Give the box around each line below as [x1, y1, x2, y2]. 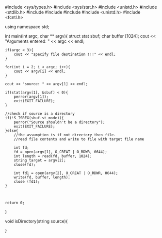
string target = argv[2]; [14, 158, 66, 163]
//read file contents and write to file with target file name [14, 137, 145, 142]
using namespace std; [5, 24, 49, 30]
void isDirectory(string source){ [5, 218, 68, 224]
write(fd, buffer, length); [14, 175, 70, 180]
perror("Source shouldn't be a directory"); [14, 120, 105, 125]
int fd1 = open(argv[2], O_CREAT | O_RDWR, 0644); [14, 171, 118, 175]
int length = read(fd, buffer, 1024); [14, 154, 92, 159]
